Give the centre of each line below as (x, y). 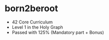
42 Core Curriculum (32, 22)
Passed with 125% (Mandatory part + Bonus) (58, 32)
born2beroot (31, 9)
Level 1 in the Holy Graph (37, 27)
